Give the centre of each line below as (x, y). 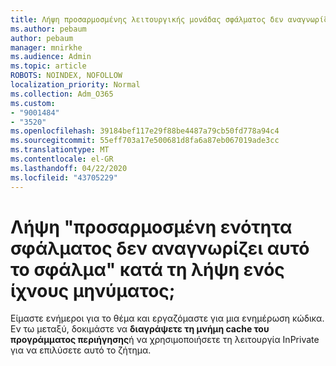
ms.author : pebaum (48, 29)
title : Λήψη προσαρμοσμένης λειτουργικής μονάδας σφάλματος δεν (147, 19)
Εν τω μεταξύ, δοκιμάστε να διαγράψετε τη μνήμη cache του (140, 329)
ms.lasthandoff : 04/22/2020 (69, 168)
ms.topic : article (48, 66)
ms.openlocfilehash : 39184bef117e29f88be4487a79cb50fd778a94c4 (145, 131)
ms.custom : (33, 103)
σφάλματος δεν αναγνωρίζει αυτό (160, 248)
